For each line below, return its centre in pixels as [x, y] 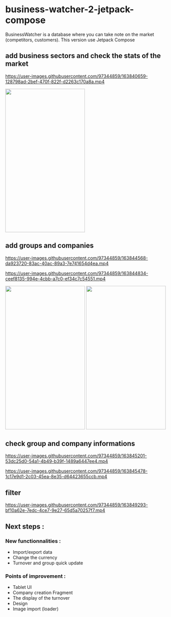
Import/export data [32, 552]
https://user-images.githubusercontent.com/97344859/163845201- [76, 456]
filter [13, 493]
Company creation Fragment [42, 593]
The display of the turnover [41, 598]
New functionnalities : [33, 541]
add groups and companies [50, 246]
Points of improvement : [36, 576]
